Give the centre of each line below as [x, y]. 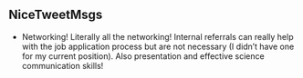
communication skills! [63, 65]
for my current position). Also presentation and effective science [143, 56]
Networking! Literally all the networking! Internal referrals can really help [157, 36]
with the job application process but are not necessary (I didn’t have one [158, 46]
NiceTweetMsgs [56, 15]
